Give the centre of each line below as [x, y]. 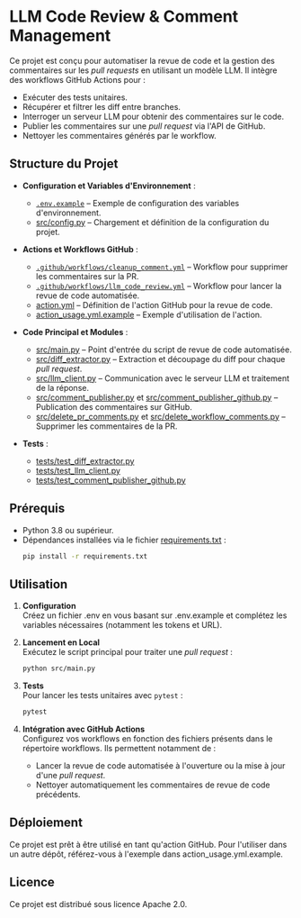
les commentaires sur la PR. [87, 276]
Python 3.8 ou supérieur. [68, 530]
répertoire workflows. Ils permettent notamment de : [119, 748]
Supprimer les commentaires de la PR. [106, 426]
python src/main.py [59, 668]
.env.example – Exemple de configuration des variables [137, 203]
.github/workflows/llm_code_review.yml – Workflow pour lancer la [159, 286]
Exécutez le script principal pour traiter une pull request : [128, 652]
